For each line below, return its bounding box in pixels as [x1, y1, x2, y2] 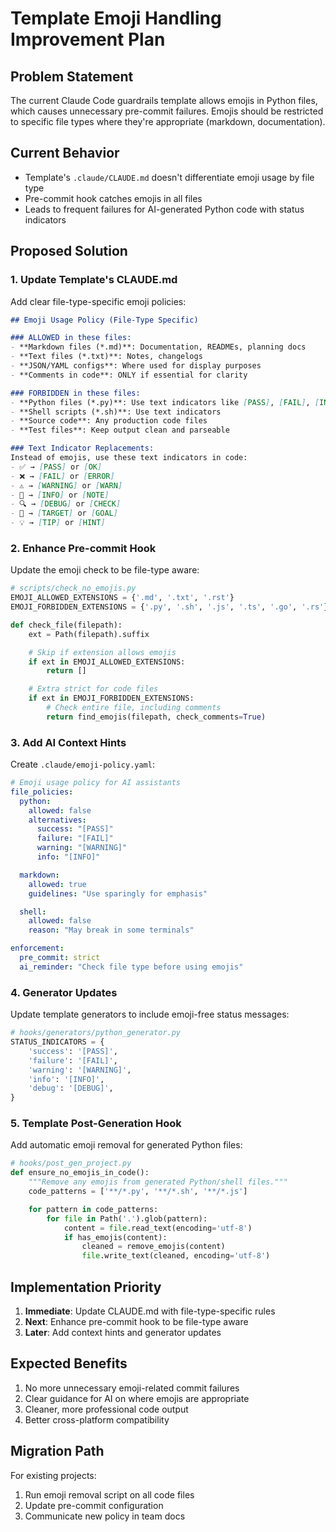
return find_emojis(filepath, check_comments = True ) [46, 712, 267, 722]
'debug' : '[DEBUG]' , [28, 1083, 114, 1094]
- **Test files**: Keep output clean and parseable [10, 425, 230, 436]
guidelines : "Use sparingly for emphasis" [28, 888, 208, 899]
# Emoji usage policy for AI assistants [10, 778, 182, 788]
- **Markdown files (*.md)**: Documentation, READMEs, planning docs [10, 342, 307, 352]
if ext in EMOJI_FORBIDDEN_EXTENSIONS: [28, 693, 195, 704]
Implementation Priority [10, 1278, 162, 1296]
